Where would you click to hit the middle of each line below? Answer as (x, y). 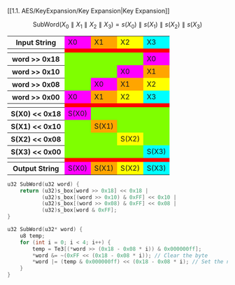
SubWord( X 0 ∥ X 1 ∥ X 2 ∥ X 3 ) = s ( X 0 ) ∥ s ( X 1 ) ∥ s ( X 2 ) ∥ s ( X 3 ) (117, 25)
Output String (36, 168)
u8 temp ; (33, 236)
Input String (36, 42)
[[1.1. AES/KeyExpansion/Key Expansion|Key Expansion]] (88, 11)
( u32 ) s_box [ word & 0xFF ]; (79, 210)
